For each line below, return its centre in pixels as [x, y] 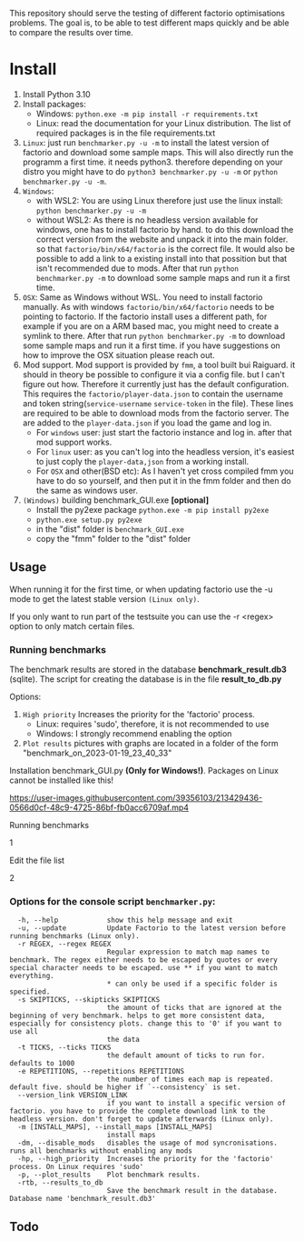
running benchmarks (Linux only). [75, 936]
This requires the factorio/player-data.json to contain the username [153, 394]
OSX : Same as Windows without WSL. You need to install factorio [142, 297]
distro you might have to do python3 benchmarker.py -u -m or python [150, 171]
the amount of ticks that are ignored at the [194, 1008]
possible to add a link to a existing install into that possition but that [162, 258]
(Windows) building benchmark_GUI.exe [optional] [116, 500]
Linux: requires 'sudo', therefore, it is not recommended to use [152, 724]
